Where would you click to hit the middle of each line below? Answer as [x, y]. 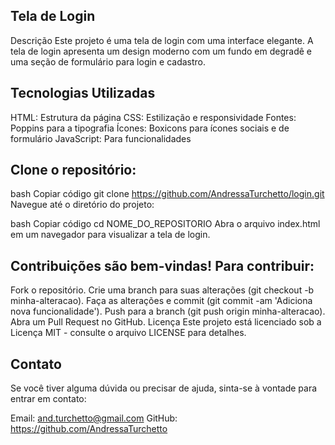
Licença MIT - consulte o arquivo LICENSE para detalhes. [128, 333]
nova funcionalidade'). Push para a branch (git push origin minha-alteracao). [168, 311]
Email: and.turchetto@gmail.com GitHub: [94, 418]
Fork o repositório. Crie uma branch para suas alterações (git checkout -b [162, 290]
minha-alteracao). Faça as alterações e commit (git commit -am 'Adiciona [161, 301]
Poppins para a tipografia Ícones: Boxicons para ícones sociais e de [150, 128]
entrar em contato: [48, 399]
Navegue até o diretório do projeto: [82, 205]
